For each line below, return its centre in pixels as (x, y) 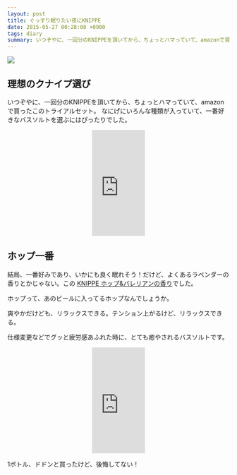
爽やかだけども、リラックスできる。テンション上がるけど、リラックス (109, 313)
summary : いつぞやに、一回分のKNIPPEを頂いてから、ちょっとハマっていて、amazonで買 (119, 40)
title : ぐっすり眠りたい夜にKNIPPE (54, 20)
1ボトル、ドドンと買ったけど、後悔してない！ (73, 464)
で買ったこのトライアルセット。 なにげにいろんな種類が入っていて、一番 (113, 111)
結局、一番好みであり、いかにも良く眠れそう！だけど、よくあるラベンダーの (118, 274)
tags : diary (25, 34)
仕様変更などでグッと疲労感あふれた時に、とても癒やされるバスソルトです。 (118, 337)
